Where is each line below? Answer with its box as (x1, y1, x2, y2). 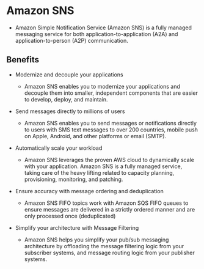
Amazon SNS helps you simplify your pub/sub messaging (24, 236, 169, 243)
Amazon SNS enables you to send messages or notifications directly (24, 119, 197, 127)
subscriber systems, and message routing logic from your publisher (24, 249, 195, 256)
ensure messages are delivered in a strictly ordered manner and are (24, 205, 195, 213)
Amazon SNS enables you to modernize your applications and (24, 83, 180, 90)
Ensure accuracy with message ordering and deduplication (15, 187, 164, 194)
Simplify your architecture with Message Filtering (15, 224, 139, 231)
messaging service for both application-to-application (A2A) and (15, 30, 178, 37)
